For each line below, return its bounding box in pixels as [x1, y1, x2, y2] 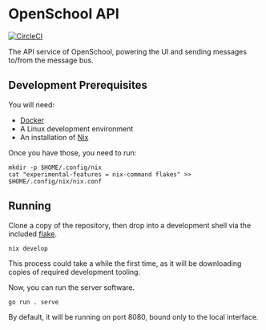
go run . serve [8, 298, 59, 306]
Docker [19, 115, 45, 125]
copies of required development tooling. [8, 267, 141, 276]
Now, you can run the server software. [8, 282, 135, 292]
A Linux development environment [19, 123, 134, 133]
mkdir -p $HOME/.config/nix [8, 163, 103, 171]
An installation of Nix [19, 132, 89, 142]
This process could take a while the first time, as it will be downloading [8, 258, 242, 268]
